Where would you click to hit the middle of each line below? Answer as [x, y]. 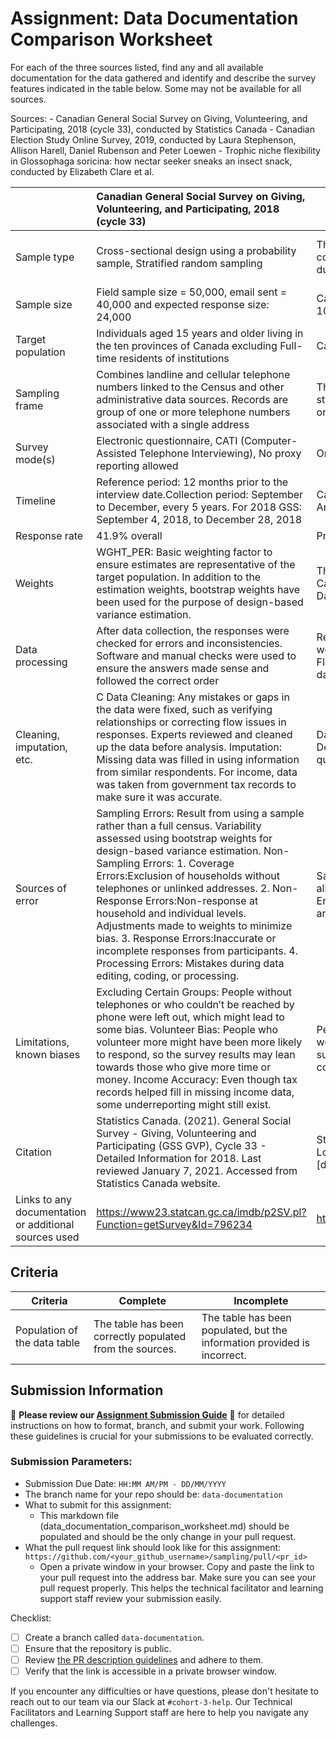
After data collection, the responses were [193, 630]
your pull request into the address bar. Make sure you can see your [178, 1577]
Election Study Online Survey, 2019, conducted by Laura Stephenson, [153, 139]
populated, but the [244, 1330]
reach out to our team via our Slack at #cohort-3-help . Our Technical [151, 1702]
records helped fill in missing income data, [195, 1092]
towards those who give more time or [184, 1067]
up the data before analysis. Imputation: [189, 747]
